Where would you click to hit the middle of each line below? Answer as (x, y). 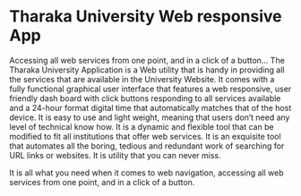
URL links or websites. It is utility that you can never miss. (115, 155)
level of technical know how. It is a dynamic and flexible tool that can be (142, 126)
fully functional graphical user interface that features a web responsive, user (150, 89)
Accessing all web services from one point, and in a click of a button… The (147, 60)
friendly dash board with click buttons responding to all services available (145, 98)
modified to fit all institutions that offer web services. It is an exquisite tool (145, 136)
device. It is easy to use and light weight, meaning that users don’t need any (150, 117)
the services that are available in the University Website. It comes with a (142, 79)
